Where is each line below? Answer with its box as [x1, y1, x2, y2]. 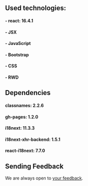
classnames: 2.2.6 [5, 102, 44, 108]
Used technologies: [5, 4, 66, 12]
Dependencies [5, 89, 51, 97]
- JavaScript [5, 41, 31, 46]
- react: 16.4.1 [5, 17, 33, 24]
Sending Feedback [5, 162, 64, 170]
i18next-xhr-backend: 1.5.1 [5, 136, 60, 142]
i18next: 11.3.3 [5, 125, 35, 131]
